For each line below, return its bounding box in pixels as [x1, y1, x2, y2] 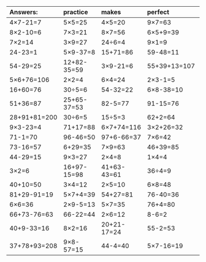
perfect [147, 8, 170, 16]
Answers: [9, 8, 38, 16]
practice [63, 8, 88, 16]
